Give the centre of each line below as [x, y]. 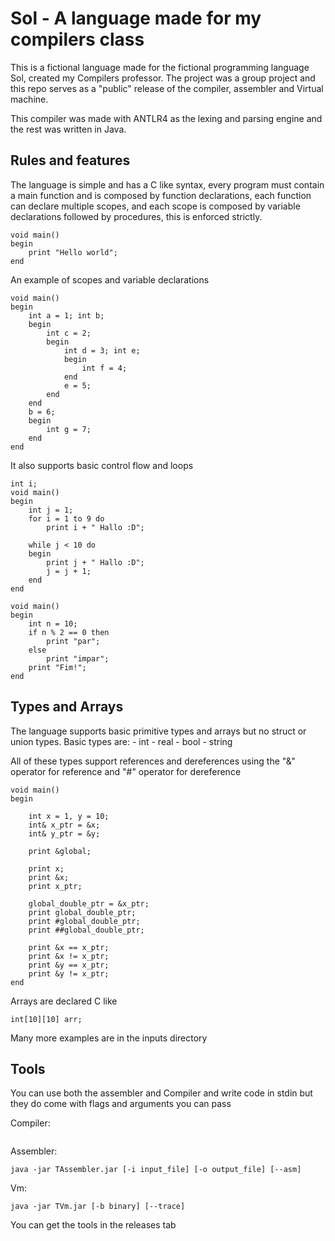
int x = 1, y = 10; [69, 816]
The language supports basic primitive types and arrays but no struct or [158, 731]
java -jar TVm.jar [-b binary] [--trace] [98, 1207]
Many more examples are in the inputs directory [109, 1038]
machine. [29, 99]
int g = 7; [69, 429]
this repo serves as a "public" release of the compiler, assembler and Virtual [167, 88]
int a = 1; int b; [66, 315]
